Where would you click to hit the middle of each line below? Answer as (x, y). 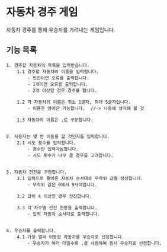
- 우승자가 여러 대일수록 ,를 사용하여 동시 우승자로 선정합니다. (95, 243)
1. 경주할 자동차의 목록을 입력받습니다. (48, 65)
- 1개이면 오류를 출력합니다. (58, 84)
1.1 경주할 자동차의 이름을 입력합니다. (58, 72)
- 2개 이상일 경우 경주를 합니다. (62, 90)
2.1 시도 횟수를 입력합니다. (46, 143)
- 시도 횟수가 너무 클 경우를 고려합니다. (70, 155)
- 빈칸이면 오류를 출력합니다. (59, 78)
